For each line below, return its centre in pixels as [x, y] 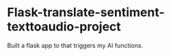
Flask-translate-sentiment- [86, 12]
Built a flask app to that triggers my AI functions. [75, 45]
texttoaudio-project [64, 27]
